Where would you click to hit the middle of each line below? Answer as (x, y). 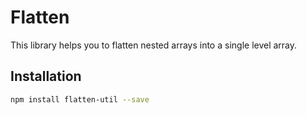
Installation (46, 76)
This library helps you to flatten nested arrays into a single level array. (154, 45)
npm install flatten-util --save (80, 99)
